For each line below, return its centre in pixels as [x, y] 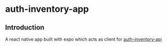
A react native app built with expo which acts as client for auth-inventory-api [83, 39]
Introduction [25, 27]
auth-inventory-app [47, 9]
